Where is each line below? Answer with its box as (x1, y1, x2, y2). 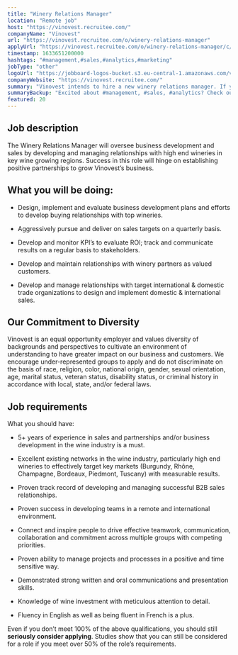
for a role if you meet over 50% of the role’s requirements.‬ (7, 639, 177, 649)
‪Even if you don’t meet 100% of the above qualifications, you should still (7, 625, 217, 633)
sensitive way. (17, 562, 59, 571)
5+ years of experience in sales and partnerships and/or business (17, 433, 210, 442)
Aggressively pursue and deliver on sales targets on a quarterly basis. (17, 224, 222, 233)
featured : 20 (7, 96, 46, 103)
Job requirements (7, 401, 88, 413)
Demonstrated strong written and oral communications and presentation (17, 576, 229, 585)
